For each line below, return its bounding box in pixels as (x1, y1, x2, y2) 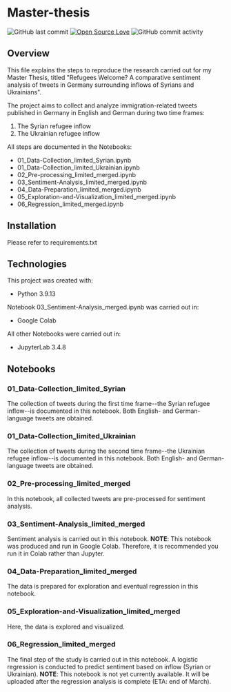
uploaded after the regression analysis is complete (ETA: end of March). (7, 677, 212, 685)
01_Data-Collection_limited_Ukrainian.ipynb (17, 163, 140, 172)
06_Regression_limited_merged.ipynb (17, 200, 124, 208)
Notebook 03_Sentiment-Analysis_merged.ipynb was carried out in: (7, 303, 199, 312)
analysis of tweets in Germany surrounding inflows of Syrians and (7, 81, 194, 89)
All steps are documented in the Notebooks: (7, 143, 132, 151)
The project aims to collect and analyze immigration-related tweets (7, 101, 198, 110)
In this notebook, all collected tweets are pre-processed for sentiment (7, 494, 205, 502)
